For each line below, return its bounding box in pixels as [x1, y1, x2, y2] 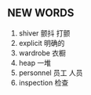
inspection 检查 [18, 78, 69, 87]
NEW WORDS [7, 6, 75, 20]
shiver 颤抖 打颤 [18, 28, 71, 38]
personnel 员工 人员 [18, 67, 83, 78]
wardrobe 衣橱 [18, 47, 66, 58]
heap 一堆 [18, 58, 52, 67]
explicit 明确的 [18, 38, 65, 47]
